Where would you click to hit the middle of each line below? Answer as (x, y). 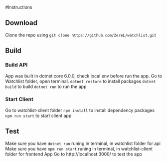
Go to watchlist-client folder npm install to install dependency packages (80, 110)
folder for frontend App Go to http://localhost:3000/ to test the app (74, 154)
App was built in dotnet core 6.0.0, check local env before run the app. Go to (84, 76)
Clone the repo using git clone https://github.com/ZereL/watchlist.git (81, 35)
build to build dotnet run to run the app (46, 86)
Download (21, 23)
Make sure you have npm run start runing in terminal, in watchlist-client (79, 148)
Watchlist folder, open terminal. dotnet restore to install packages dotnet (81, 81)
